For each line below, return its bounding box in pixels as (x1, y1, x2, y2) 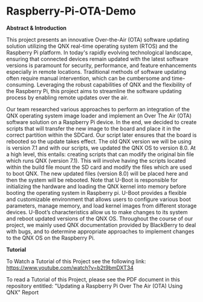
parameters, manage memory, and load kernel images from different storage (6, 202, 197, 209)
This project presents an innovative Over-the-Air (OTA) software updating (6, 36, 189, 43)
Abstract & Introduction (6, 24, 67, 31)
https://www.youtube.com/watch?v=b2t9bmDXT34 (6, 264, 134, 271)
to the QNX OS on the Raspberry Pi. (6, 234, 95, 241)
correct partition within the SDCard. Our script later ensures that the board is (6, 131, 197, 139)
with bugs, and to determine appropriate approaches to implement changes (6, 228, 195, 235)
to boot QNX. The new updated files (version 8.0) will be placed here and (6, 169, 188, 177)
